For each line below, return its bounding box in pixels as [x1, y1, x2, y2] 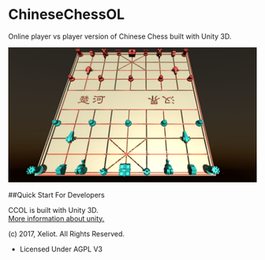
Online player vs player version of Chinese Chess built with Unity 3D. [8, 32, 232, 41]
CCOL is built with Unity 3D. [8, 205, 99, 214]
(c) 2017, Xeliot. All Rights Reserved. [8, 228, 125, 238]
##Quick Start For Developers [8, 190, 105, 199]
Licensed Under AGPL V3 [19, 244, 103, 254]
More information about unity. [8, 214, 105, 223]
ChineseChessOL [8, 6, 125, 24]
